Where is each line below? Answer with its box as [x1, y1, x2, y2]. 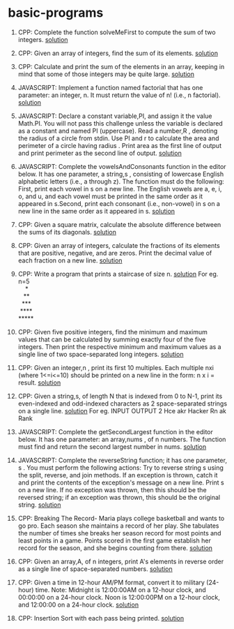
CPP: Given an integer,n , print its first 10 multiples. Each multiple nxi [17, 363, 214, 371]
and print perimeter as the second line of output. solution [17, 149, 182, 157]
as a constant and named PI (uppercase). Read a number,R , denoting [17, 126, 218, 135]
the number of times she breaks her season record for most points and [17, 528, 221, 537]
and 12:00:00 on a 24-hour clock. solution [17, 600, 139, 609]
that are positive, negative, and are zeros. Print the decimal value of [17, 249, 212, 257]
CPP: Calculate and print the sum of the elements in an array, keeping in [17, 62, 225, 71]
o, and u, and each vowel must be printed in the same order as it [17, 192, 203, 200]
